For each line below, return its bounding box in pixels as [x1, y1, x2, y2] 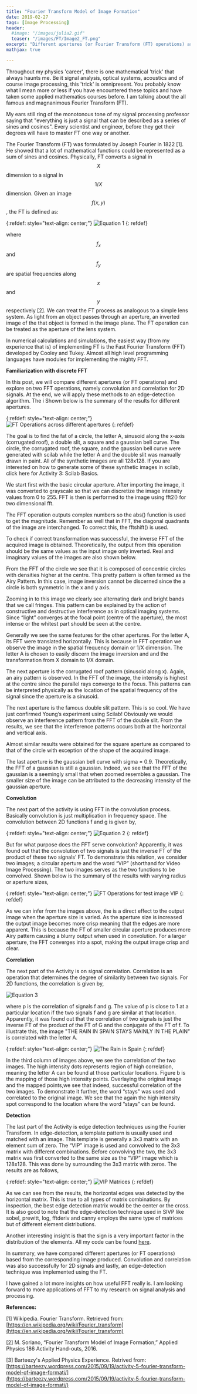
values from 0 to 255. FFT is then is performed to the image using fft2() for [6, 494, 186, 501]
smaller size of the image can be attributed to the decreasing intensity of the [6, 777, 191, 784]
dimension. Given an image [6, 190, 72, 197]
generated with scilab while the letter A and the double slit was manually [6, 451, 181, 458]
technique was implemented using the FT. [6, 1268, 107, 1275]
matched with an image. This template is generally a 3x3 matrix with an [6, 1136, 178, 1143]
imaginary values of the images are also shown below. [6, 554, 137, 561]
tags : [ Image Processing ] [6, 19, 69, 25]
